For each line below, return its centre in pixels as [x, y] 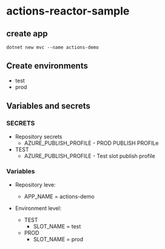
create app [27, 34]
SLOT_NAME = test [57, 226]
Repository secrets [39, 136]
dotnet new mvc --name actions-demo [52, 47]
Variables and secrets [49, 106]
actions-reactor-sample [68, 11]
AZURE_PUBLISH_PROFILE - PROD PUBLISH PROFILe [91, 143]
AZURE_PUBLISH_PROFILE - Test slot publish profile [90, 156]
